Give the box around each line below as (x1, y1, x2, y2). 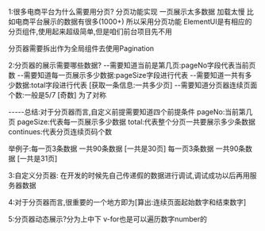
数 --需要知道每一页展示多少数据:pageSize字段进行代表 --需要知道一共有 (8, 71, 246, 79)
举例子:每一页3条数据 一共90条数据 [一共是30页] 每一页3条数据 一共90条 (8, 144, 246, 153)
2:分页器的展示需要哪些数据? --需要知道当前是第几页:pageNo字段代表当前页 (8, 60, 256, 70)
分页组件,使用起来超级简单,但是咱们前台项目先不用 (8, 27, 173, 36)
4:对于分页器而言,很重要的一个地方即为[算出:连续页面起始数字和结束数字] (8, 198, 247, 206)
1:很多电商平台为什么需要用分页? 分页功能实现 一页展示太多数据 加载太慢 (8, 7, 245, 16)
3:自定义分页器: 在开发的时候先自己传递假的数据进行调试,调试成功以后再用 (8, 171, 250, 180)
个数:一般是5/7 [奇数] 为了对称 (8, 90, 107, 99)
